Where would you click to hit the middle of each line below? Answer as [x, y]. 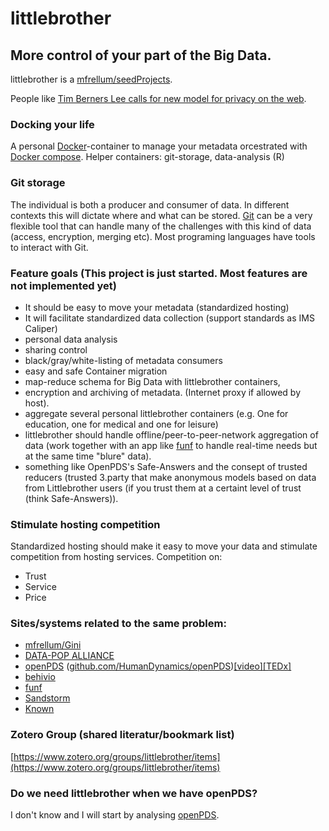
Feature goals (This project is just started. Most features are [159, 273]
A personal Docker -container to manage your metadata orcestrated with [159, 146]
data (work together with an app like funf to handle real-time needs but [171, 445]
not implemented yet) [64, 285]
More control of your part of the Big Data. [141, 55]
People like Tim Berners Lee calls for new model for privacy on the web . [158, 98]
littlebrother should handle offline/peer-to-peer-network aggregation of [171, 434]
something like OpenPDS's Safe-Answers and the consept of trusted [166, 466]
